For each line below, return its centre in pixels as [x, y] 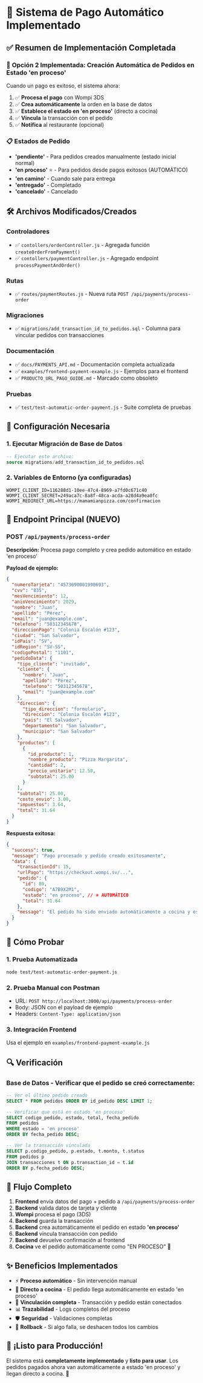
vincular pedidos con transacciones [60, 335]
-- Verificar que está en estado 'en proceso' [66, 1112]
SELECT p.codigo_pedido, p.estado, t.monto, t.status [76, 1151]
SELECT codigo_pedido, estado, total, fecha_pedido [72, 1118]
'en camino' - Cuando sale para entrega [65, 179]
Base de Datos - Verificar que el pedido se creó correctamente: [101, 1083]
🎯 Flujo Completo [39, 1187]
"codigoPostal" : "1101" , [43, 652]
